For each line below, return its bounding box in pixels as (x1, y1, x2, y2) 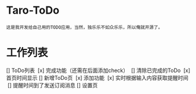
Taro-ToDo (6, 4, 59, 17)
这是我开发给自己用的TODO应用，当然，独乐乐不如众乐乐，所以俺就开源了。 (6, 24, 163, 30)
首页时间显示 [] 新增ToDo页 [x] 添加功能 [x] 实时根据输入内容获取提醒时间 (6, 74, 189, 81)
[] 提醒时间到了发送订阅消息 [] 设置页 (7, 82, 98, 89)
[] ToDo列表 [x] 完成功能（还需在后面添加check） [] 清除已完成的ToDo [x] (6, 67, 191, 74)
